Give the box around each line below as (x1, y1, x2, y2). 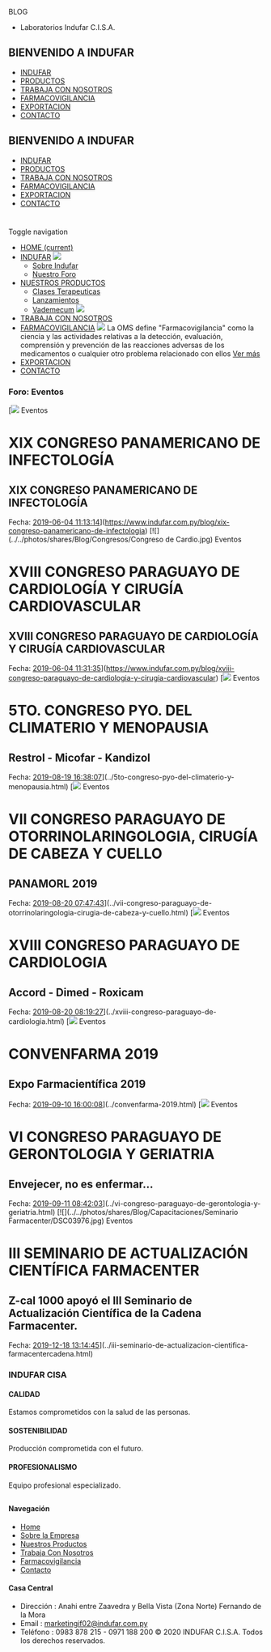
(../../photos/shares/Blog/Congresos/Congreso (8, 534, 164, 545)
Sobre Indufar (32, 261, 78, 270)
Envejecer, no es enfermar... (8, 1177, 154, 1191)
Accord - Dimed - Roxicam (8, 985, 144, 999)
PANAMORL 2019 (8, 877, 98, 890)
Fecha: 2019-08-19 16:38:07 (8, 772, 103, 782)
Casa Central (8, 1583, 53, 1593)
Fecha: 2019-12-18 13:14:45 (8, 1340, 100, 1350)
